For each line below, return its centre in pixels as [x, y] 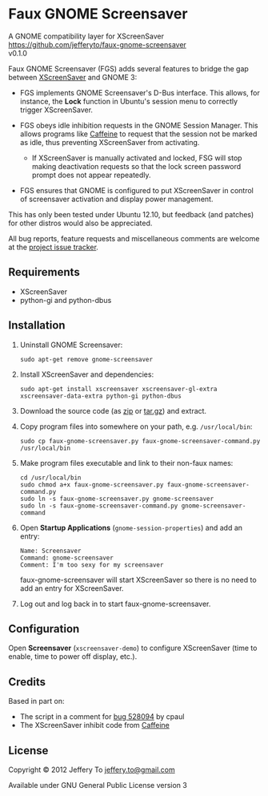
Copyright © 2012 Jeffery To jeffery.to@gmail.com [92, 770]
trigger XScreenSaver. [56, 110]
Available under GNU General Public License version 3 [98, 785]
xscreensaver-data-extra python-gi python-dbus [100, 396]
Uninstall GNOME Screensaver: [71, 345]
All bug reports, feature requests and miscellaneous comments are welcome [134, 238]
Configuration [44, 629]
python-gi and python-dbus [66, 300]
